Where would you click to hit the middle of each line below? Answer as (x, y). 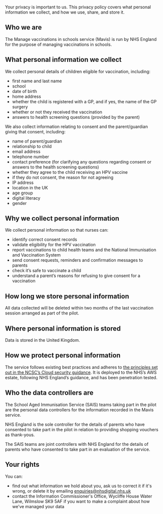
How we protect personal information (63, 356)
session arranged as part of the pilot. (42, 313)
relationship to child (32, 146)
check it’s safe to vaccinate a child (46, 271)
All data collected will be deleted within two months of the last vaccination (79, 308)
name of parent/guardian (37, 141)
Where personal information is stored (63, 328)
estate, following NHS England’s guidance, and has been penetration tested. (81, 377)
